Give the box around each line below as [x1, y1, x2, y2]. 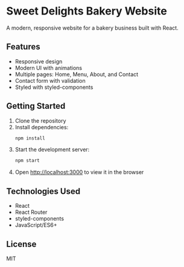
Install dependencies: [14, 123, 69, 130]
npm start [14, 158, 40, 164]
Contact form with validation [14, 77, 86, 84]
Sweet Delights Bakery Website [6, 4, 167, 18]
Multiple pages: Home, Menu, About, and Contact [14, 71, 139, 78]
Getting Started [6, 101, 66, 111]
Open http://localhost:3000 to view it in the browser [14, 169, 144, 176]
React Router [14, 208, 48, 216]
